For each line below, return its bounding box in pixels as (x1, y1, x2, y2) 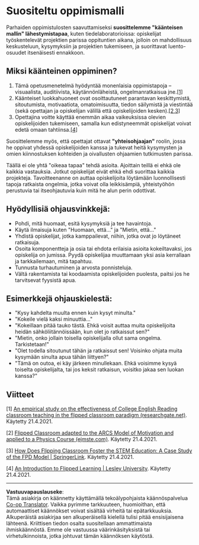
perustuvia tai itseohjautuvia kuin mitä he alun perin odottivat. (6, 187, 156, 194)
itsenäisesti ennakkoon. (27, 49, 85, 56)
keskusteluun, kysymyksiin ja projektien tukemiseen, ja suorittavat (6, 43, 167, 50)
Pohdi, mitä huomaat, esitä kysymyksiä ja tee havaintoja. (14, 219, 153, 227)
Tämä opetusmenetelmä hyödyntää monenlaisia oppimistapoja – (14, 82, 172, 89)
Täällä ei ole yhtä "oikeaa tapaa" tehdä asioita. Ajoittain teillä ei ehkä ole (6, 161, 181, 168)
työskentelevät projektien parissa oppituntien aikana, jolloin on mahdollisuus (6, 36, 192, 43)
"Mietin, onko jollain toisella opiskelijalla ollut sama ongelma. (14, 334, 162, 342)
